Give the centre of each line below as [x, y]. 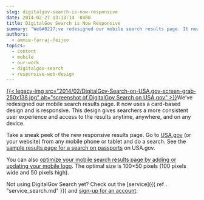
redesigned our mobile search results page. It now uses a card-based [93, 104]
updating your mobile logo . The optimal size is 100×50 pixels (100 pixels [96, 166]
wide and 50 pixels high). [38, 173]
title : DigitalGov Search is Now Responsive [63, 23]
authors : [17, 35]
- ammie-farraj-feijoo [40, 40]
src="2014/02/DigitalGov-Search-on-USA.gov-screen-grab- [121, 91]
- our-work [25, 62]
